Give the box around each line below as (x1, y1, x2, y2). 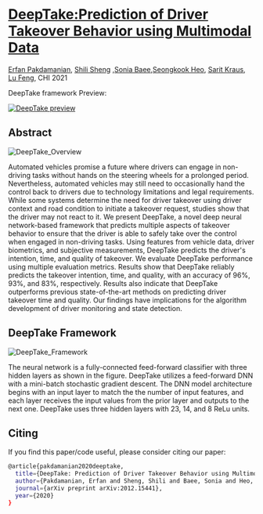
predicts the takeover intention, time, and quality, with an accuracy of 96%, (8, 270, 250, 280)
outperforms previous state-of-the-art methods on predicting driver (8, 287, 227, 296)
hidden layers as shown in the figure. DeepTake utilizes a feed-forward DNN (8, 371, 254, 380)
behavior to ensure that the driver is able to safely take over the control (8, 229, 237, 238)
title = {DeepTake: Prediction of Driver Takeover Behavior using (15, 470, 229, 478)
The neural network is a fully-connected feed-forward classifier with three (8, 362, 248, 371)
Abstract (8, 126, 52, 139)
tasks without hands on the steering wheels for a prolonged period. (32, 170, 249, 179)
